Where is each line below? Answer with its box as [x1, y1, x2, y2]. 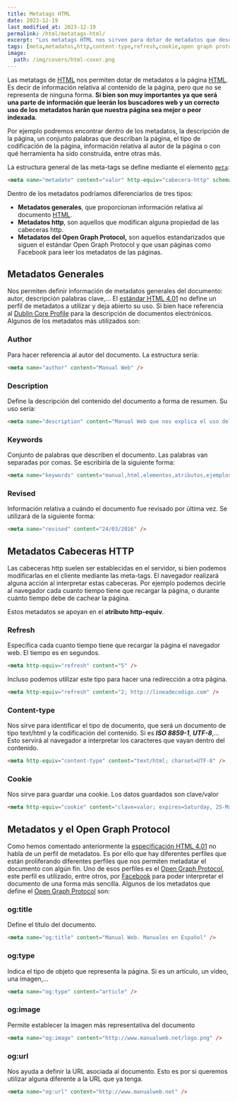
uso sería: [7, 404, 37, 412]
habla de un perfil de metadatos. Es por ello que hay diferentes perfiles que [7, 850, 227, 858]
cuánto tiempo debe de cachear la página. [7, 594, 130, 602]
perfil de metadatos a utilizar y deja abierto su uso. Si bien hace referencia [7, 302, 224, 310]
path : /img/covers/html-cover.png [13, 56, 115, 63]
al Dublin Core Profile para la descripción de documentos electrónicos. [7, 310, 213, 318]
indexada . [7, 113, 37, 121]
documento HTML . [17, 210, 73, 219]
